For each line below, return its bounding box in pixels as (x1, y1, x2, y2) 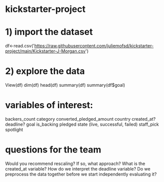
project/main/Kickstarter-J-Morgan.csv (5, 48, 86, 54)
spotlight (5, 127, 23, 133)
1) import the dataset (5, 26, 93, 38)
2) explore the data (5, 66, 85, 77)
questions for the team (5, 144, 101, 156)
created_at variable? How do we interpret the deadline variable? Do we (5, 166, 151, 172)
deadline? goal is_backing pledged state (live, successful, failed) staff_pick (5, 121, 159, 127)
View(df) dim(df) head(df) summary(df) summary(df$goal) (5, 82, 126, 88)
